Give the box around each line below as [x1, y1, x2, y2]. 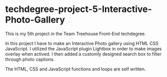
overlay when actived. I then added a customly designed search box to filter [5, 51, 161, 57]
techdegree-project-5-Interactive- [5, 3, 152, 15]
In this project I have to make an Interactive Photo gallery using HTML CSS [5, 40, 158, 46]
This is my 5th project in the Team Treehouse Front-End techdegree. [5, 30, 146, 36]
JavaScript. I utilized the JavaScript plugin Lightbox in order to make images [5, 45, 162, 51]
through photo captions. [5, 56, 55, 62]
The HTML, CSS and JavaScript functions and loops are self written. [5, 66, 146, 72]
